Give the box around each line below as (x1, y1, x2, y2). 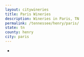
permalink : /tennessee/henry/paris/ (5, 20, 79, 26)
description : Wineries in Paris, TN (5, 16, 79, 21)
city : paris (5, 35, 29, 39)
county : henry (5, 30, 34, 35)
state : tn (5, 25, 25, 30)
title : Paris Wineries (5, 12, 51, 17)
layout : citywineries (5, 7, 49, 12)
